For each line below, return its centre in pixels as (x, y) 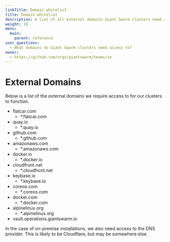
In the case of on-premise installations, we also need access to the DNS (80, 229)
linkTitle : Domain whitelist (36, 10)
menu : (11, 29)
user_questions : (22, 43)
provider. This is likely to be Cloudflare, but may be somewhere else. (77, 234)
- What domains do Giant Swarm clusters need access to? (71, 48)
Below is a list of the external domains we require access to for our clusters (84, 96)
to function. (17, 101)
